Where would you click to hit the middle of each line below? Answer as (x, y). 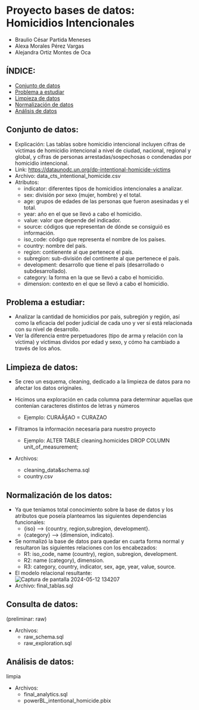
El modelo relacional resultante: (53, 573)
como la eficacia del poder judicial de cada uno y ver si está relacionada (103, 323)
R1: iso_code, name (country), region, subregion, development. (101, 554)
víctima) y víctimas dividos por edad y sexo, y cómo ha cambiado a (97, 342)
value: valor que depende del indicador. (72, 220)
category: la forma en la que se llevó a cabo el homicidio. (94, 277)
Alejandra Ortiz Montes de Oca (53, 52)
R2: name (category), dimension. (64, 560)
